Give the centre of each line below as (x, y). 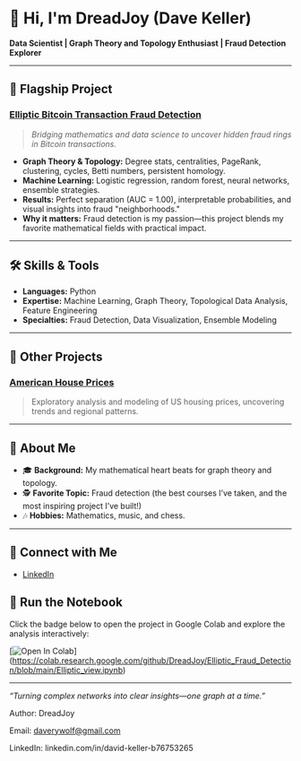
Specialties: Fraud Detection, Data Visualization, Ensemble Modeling (150, 320)
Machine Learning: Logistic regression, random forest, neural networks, (155, 180)
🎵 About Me (43, 448)
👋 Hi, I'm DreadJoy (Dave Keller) (131, 18)
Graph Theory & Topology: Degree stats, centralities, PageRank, (142, 161)
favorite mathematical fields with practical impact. (114, 228)
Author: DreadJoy (42, 713)
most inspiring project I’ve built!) (82, 506)
